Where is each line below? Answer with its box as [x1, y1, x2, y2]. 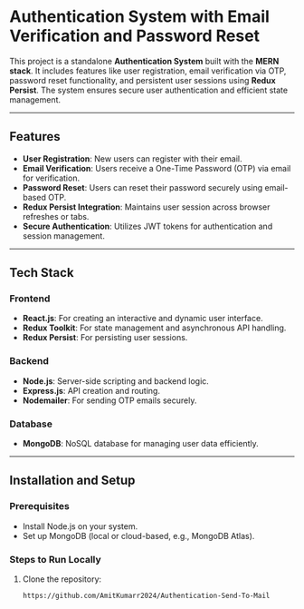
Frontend [9, 292, 51, 305]
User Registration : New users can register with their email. [22, 152, 242, 164]
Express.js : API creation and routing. [22, 385, 161, 396]
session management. [22, 230, 106, 241]
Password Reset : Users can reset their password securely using [22, 182, 263, 192]
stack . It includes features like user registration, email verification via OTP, [9, 65, 287, 76]
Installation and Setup [9, 473, 136, 488]
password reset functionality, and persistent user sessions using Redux [9, 74, 276, 85]
